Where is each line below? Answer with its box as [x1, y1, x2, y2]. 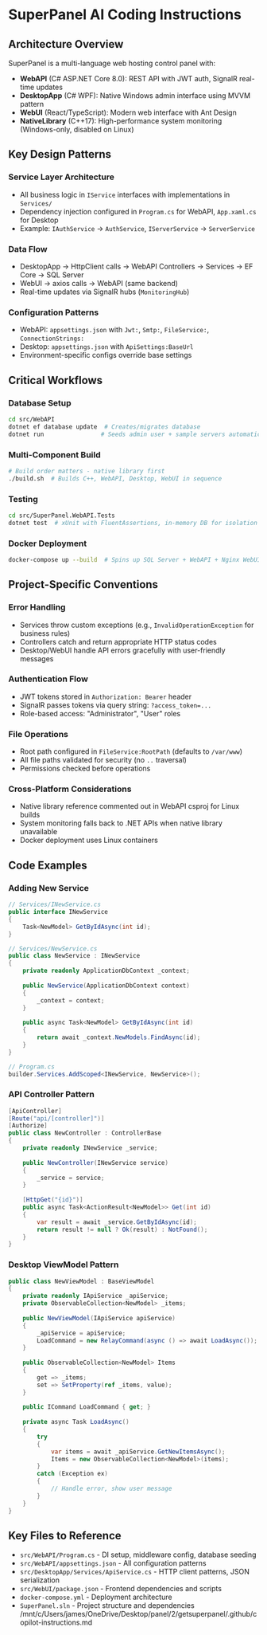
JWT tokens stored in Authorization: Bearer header [19, 692, 192, 701]
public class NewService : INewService [8, 952, 141, 960]
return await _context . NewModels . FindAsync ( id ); [37, 1033, 201, 1041]
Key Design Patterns [8, 147, 111, 161]
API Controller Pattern [8, 1089, 95, 1100]
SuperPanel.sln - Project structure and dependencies [19, 1601, 195, 1610]
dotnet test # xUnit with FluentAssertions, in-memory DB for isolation [8, 519, 258, 527]
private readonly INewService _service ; [22, 1144, 158, 1152]
